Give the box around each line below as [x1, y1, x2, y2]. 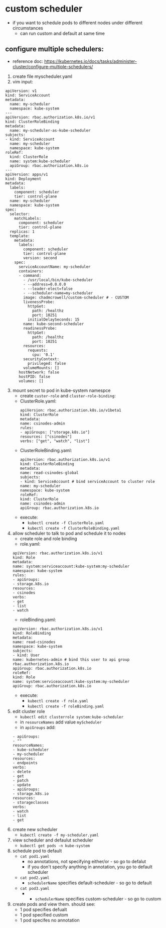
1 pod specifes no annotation [20, 917, 80, 923]
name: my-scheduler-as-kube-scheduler [10, 128, 91, 133]
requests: [27, 348, 49, 353]
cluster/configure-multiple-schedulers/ [12, 63, 93, 69]
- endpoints [12, 760, 38, 765]
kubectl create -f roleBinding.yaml [27, 704, 104, 709]
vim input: [12, 78, 34, 84]
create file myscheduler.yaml [12, 73, 73, 79]
